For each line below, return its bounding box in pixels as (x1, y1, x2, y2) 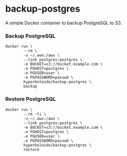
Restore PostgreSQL (5, 96, 56, 103)
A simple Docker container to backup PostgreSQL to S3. (5, 20, 122, 26)
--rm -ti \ (23, 111, 47, 116)
